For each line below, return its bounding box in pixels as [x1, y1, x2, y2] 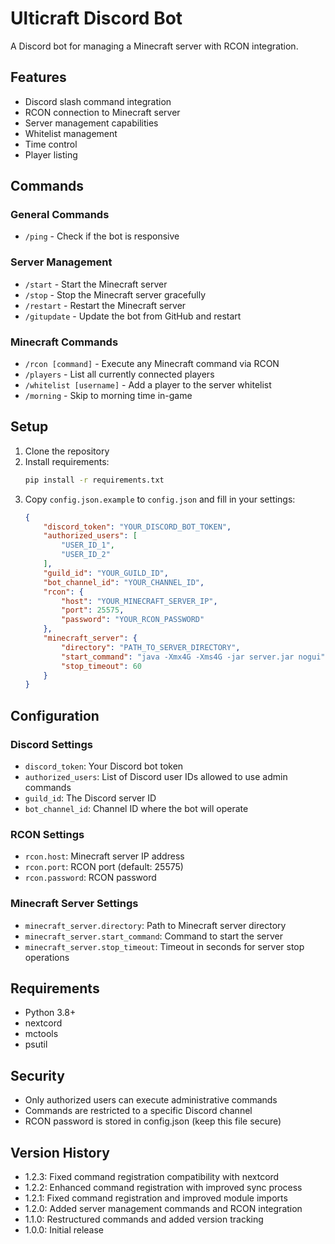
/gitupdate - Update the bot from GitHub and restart [24, 310, 242, 322]
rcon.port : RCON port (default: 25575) [24, 861, 184, 873]
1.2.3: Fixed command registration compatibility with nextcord [24, 1171, 280, 1183]
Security [10, 1067, 65, 1084]
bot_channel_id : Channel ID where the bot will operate [24, 803, 249, 815]
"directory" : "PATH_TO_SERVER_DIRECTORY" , [61, 642, 241, 652]
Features [10, 69, 67, 86]
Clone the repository [24, 445, 110, 457]
